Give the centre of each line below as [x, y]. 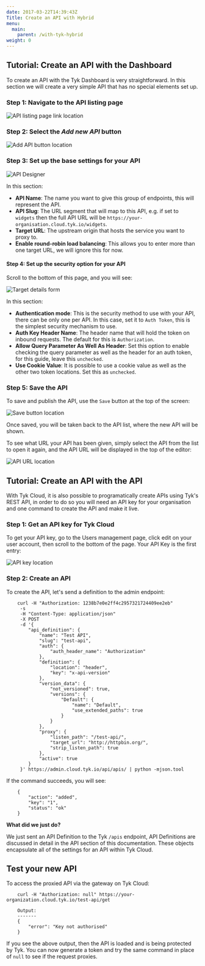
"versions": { [68, 694]
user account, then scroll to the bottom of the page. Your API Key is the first [101, 544]
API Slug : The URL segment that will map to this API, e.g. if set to [97, 211]
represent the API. [38, 204]
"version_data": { [62, 684]
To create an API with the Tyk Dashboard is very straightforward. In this [96, 80]
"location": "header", [79, 667]
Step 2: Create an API [39, 578]
